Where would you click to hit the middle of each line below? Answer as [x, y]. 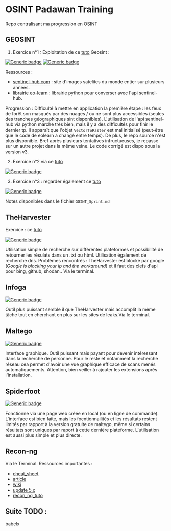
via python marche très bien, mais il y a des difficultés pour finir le [84, 124]
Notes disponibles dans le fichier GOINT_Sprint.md [57, 201]
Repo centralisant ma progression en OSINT [52, 24]
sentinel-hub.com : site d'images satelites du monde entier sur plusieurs [89, 82]
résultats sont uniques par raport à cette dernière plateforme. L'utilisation [82, 430]
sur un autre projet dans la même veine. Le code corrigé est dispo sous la [83, 146]
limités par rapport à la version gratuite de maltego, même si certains [78, 424]
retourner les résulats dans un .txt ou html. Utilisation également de [76, 255]
